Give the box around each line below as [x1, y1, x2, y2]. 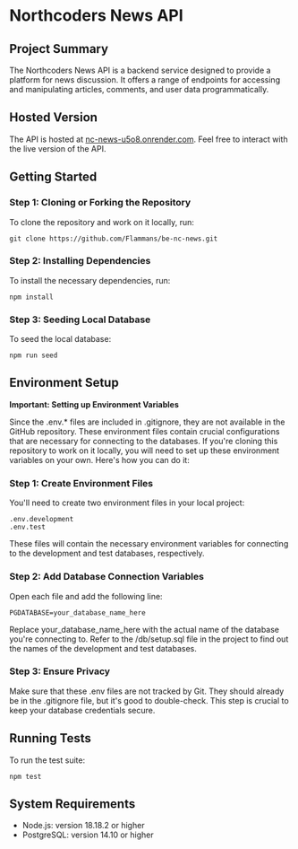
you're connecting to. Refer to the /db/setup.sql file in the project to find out [9, 634, 289, 644]
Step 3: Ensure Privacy [9, 665, 110, 678]
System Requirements [9, 796, 136, 811]
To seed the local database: [9, 334, 112, 345]
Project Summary [9, 41, 109, 57]
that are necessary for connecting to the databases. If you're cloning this [9, 435, 278, 446]
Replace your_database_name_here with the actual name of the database [9, 624, 280, 635]
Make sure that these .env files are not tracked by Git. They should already [9, 686, 285, 696]
